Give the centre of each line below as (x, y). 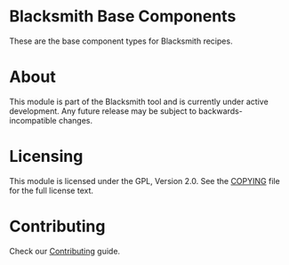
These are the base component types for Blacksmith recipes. (121, 41)
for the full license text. (52, 190)
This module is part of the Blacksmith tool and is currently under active (139, 101)
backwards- (221, 111)
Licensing (46, 157)
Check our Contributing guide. (65, 251)
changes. (76, 120)
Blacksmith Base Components (123, 16)
